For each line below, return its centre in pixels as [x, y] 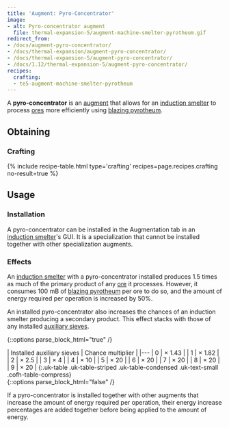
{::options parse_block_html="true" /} [60, 339]
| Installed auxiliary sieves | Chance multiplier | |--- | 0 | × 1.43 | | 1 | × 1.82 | [113, 353]
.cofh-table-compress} [39, 375]
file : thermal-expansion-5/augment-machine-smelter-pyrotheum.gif [110, 33]
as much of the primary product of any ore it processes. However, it [103, 284]
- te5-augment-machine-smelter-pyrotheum [73, 84]
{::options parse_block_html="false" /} [61, 381]
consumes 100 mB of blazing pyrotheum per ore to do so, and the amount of [114, 291]
